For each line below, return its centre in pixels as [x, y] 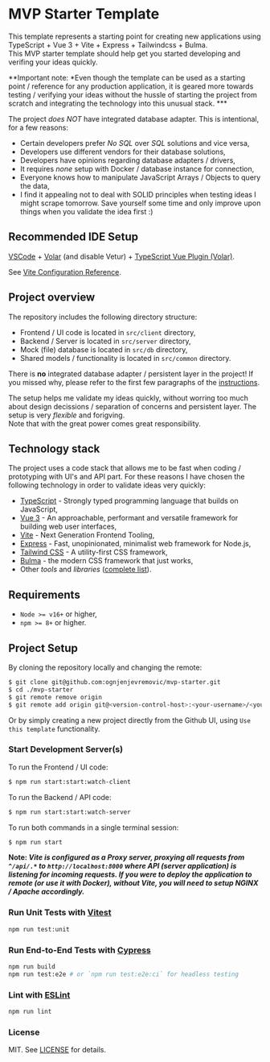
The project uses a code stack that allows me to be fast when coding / [125, 468]
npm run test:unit [39, 929]
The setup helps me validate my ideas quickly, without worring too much [129, 398]
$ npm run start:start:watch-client [70, 782]
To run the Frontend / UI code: [58, 767]
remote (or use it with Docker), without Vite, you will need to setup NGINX [133, 883]
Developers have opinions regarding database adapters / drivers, [127, 160]
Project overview [52, 298]
